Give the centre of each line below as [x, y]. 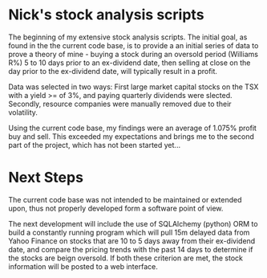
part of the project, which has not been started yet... [95, 145]
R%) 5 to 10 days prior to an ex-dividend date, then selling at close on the [129, 63]
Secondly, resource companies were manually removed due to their [120, 104]
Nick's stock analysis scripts [106, 15]
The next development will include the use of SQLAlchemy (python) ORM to [133, 223]
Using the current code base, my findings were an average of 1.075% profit [132, 128]
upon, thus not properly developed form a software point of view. [116, 208]
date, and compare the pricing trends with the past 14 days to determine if [131, 249]
